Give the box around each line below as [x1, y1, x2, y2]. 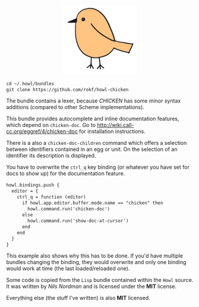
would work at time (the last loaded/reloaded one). [6, 265, 130, 272]
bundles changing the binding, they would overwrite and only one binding [6, 259, 187, 266]
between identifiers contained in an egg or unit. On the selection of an [6, 145, 178, 153]
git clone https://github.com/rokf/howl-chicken [6, 87, 129, 93]
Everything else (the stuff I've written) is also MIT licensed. [6, 294, 150, 302]
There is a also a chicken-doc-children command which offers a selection [6, 139, 187, 147]
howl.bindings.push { [6, 182, 60, 188]
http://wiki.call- [97, 122, 134, 129]
